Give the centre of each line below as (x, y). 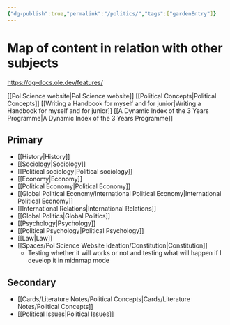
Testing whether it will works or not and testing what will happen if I (124, 253)
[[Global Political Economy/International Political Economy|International (119, 194)
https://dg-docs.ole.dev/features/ (55, 82)
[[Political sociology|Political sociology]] (75, 172)
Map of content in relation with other (115, 48)
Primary (25, 140)
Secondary (32, 282)
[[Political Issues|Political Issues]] (66, 314)
